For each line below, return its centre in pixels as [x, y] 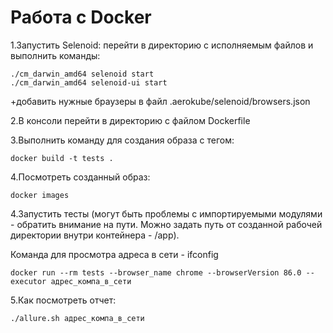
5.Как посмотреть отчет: [63, 300]
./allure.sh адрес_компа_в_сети [77, 318]
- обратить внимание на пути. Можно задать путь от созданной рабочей [166, 224]
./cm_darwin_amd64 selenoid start [82, 74]
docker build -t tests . [62, 158]
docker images [40, 195]
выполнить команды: [55, 55]
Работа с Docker [81, 17]
